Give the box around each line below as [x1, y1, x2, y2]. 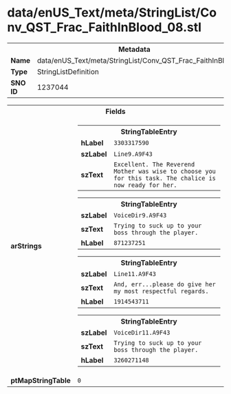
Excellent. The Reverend [113, 160, 195, 168]
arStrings [10, 241, 43, 250]
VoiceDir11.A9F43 [113, 328, 170, 336]
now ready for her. [113, 181, 177, 189]
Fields [105, 106, 126, 116]
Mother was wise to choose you [113, 167, 217, 175]
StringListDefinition [36, 67, 100, 77]
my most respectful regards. [113, 287, 209, 295]
